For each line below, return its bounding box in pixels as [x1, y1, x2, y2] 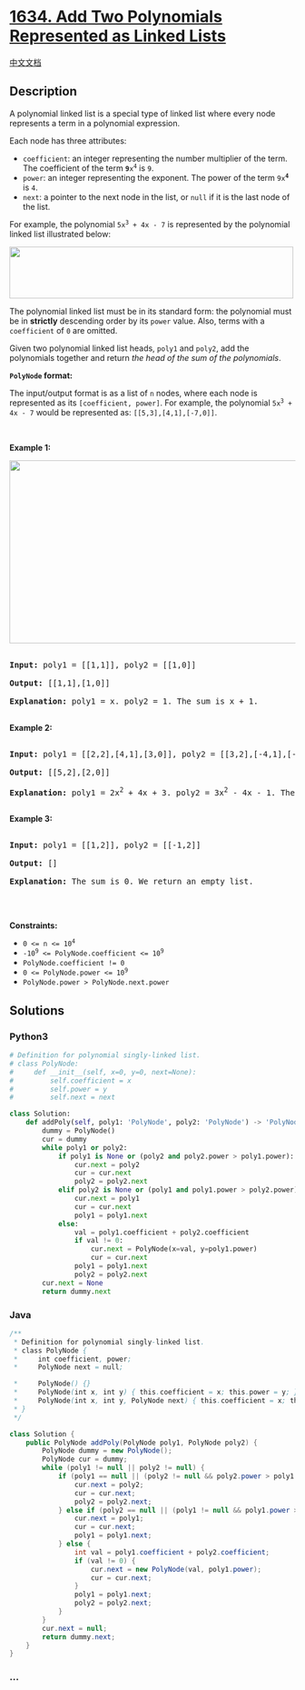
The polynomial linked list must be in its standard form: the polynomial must [9, 305, 292, 316]
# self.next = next [9, 1093, 116, 1102]
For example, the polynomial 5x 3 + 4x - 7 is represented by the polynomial [9, 218, 290, 229]
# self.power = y [9, 1085, 107, 1094]
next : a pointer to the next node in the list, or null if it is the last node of [22, 191, 290, 202]
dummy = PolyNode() [42, 1126, 116, 1135]
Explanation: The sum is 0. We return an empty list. [9, 876, 254, 887]
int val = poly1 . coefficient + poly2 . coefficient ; [74, 1547, 271, 1556]
